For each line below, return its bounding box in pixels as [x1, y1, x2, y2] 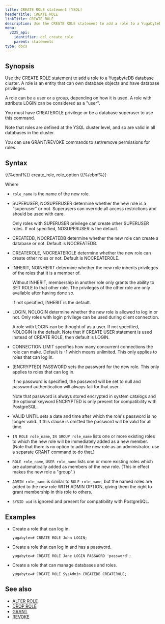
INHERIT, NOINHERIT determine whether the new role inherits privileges [12, 265, 158, 271]
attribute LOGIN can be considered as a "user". [5, 100, 100, 106]
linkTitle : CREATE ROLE [5, 16, 54, 21]
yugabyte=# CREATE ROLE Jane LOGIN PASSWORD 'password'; [12, 554, 132, 559]
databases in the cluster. [5, 130, 55, 136]
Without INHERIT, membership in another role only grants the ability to [12, 280, 155, 285]
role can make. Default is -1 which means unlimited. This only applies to [12, 349, 157, 355]
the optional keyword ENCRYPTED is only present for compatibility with [12, 399, 157, 405]
